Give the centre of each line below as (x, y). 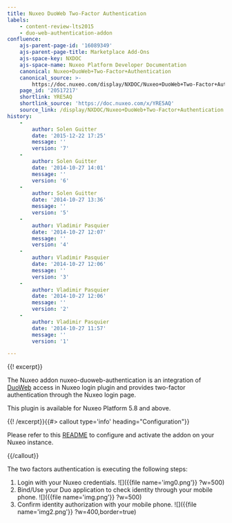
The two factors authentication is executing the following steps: (97, 469)
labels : (18, 20)
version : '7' (51, 149)
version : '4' (51, 245)
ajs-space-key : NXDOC (50, 59)
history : (20, 116)
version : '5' (51, 213)
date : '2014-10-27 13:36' (69, 200)
